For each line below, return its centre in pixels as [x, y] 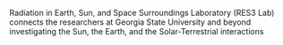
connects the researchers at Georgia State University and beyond [130, 22]
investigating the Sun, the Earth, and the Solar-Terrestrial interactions [137, 31]
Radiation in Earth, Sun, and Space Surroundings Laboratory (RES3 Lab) [142, 13]
